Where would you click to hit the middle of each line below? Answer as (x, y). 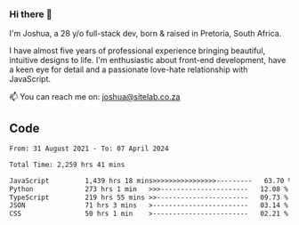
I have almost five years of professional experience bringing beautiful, (137, 51)
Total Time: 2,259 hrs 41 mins (67, 165)
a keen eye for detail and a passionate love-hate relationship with (129, 69)
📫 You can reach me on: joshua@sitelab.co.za (95, 97)
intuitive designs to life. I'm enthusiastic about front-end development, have (148, 60)
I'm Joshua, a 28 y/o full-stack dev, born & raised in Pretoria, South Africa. (145, 34)
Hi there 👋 (31, 14)
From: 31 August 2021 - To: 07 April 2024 (89, 149)
